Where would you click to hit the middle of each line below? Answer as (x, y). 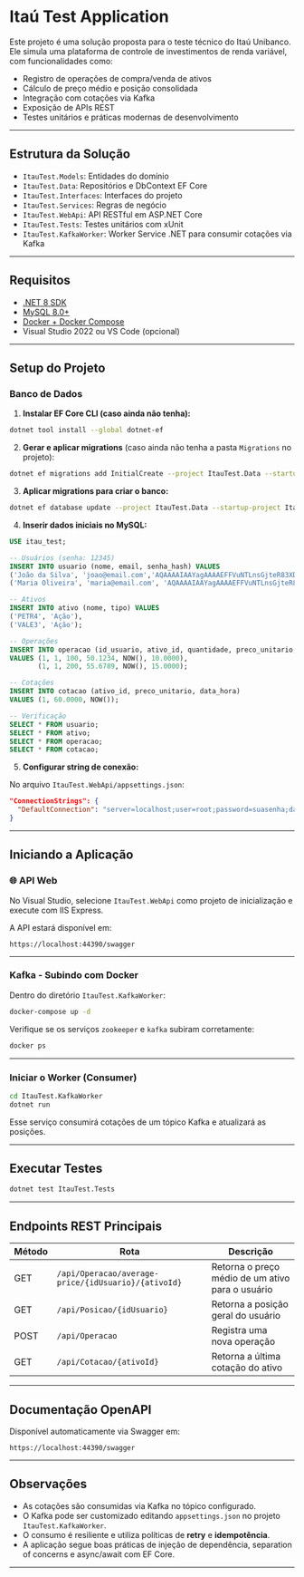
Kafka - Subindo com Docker (74, 975)
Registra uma (239, 1330)
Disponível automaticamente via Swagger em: (95, 1431)
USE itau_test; (38, 541)
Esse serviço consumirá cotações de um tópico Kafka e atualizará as (138, 1122)
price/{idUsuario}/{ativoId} (119, 1283)
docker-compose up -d (50, 1011)
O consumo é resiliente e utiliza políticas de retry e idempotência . (146, 1534)
